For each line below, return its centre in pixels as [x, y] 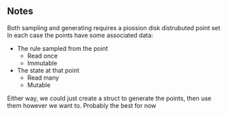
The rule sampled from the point [62, 48]
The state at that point [48, 70]
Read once [42, 56]
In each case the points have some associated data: [80, 35]
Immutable [42, 63]
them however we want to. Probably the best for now [82, 105]
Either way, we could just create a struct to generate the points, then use [109, 98]
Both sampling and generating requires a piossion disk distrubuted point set [114, 27]
